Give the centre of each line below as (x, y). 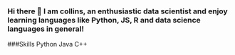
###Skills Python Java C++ (47, 44)
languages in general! (46, 29)
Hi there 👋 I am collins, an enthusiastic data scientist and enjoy (117, 11)
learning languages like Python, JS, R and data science (104, 20)
